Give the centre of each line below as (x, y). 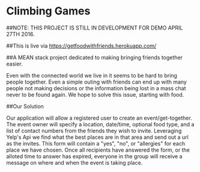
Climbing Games (48, 11)
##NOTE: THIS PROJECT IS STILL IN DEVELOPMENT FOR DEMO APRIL (95, 28)
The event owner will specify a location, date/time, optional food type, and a (100, 124)
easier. (14, 64)
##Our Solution (25, 106)
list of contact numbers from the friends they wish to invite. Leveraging (94, 131)
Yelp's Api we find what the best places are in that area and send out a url (98, 137)
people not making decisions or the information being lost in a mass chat (96, 88)
